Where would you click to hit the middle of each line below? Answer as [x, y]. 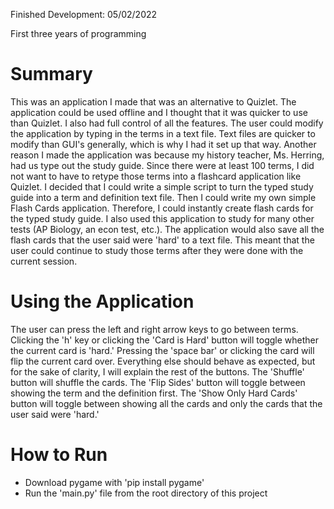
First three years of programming [78, 33]
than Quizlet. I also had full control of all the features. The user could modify [167, 123]
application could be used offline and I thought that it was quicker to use [159, 112]
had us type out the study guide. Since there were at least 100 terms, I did [162, 165]
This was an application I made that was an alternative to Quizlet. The [153, 101]
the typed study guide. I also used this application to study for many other [162, 218]
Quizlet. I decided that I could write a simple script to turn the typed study [162, 186]
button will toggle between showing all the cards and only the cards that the [166, 403]
